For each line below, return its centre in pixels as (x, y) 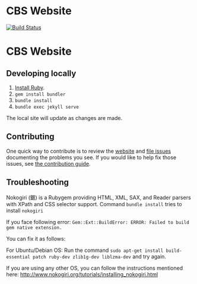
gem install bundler (40, 94)
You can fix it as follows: (36, 238)
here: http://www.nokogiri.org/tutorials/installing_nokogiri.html (82, 274)
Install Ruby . (30, 87)
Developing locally (41, 73)
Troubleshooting (38, 182)
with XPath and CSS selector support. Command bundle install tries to (94, 204)
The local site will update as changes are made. (64, 118)
